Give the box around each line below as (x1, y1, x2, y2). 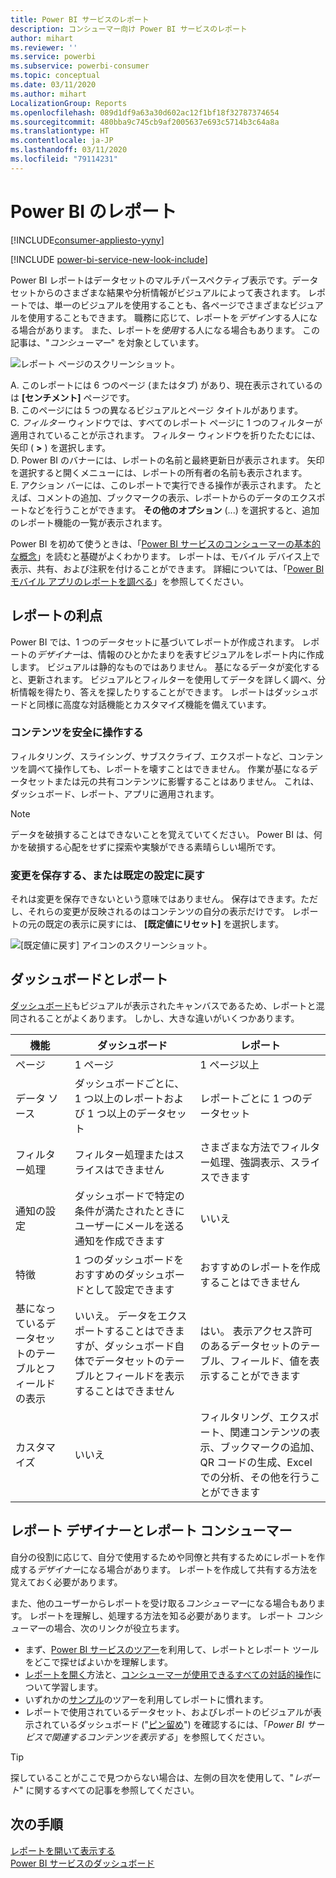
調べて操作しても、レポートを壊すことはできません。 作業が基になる (27, 762, 310, 775)
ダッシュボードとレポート (10, 971, 168, 988)
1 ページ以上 (199, 1057, 260, 1071)
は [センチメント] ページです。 (10, 391, 135, 403)
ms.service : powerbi (10, 52, 97, 62)
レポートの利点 (10, 607, 103, 625)
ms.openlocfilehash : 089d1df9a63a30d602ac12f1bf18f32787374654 (10, 107, 280, 118)
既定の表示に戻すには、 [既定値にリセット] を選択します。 (44, 918, 285, 930)
